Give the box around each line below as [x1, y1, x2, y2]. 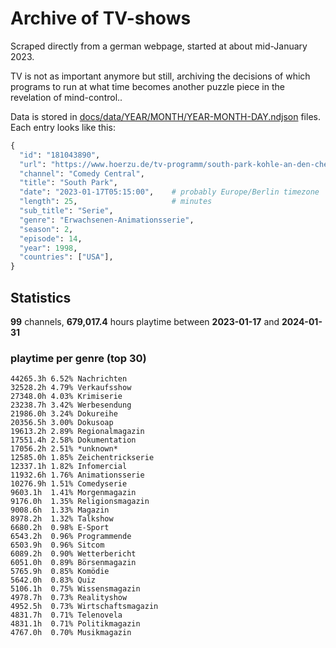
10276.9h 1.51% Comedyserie [10, 479, 128, 489]
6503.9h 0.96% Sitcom [10, 540, 105, 551]
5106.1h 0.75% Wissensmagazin [10, 584, 141, 594]
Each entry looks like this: [10, 121, 116, 133]
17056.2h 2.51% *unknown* [10, 444, 118, 454]
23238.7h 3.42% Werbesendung [10, 400, 132, 411]
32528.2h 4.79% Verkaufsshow [10, 383, 132, 393]
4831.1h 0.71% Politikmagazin [10, 619, 141, 629]
